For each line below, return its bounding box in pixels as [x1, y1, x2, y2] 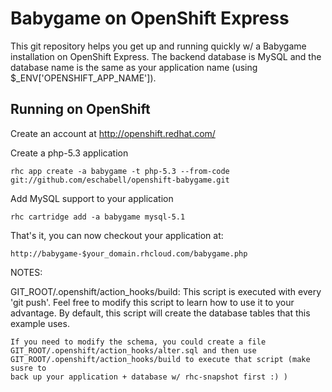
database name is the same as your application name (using [10, 61, 258, 73]
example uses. [10, 317, 70, 329]
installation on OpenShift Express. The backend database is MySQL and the [10, 50, 322, 62]
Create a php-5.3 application [10, 147, 129, 159]
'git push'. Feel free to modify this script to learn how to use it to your [10, 296, 295, 308]
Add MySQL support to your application [10, 192, 174, 204]
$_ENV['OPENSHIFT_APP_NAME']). [10, 72, 157, 84]
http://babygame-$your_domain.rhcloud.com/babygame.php [10, 248, 248, 259]
